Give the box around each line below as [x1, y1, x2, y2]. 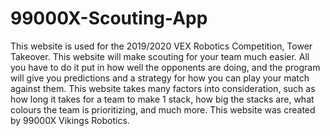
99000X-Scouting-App [10, 7, 208, 30]
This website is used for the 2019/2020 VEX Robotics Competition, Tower [10, 40, 313, 52]
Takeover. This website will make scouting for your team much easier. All [10, 50, 310, 62]
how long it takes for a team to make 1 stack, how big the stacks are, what [10, 93, 315, 105]
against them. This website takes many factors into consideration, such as [10, 82, 316, 94]
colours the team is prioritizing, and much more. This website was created [10, 103, 316, 116]
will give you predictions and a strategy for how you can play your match [10, 72, 310, 84]
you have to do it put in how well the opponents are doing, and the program [10, 61, 321, 73]
